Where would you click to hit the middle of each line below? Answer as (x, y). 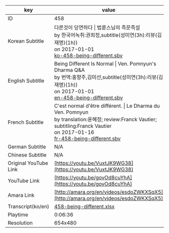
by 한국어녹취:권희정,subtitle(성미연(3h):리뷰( (106, 35)
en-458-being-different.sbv (89, 98)
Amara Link (21, 195)
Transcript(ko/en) (28, 207)
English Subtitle (26, 81)
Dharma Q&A (69, 70)
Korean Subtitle (26, 41)
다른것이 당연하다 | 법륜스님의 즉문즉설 (97, 27)
